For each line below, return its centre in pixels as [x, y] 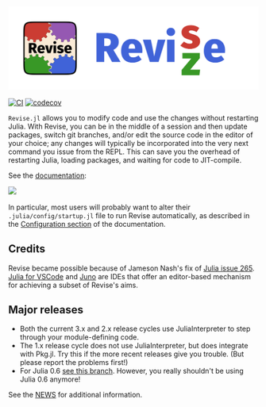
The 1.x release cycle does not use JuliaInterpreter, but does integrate [134, 346]
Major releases [46, 310]
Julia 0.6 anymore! [50, 379]
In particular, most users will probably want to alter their [99, 207]
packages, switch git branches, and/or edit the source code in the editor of [131, 134]
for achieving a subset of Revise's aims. [73, 285]
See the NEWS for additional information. [75, 395]
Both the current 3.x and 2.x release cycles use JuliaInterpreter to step [135, 329]
